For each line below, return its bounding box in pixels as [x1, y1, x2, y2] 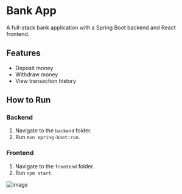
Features [6, 48, 41, 59]
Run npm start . [15, 169, 53, 176]
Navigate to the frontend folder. [15, 162, 94, 170]
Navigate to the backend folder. [15, 127, 92, 134]
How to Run [6, 95, 51, 106]
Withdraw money [15, 71, 58, 78]
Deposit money [15, 64, 54, 71]
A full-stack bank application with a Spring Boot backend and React [6, 24, 176, 31]
